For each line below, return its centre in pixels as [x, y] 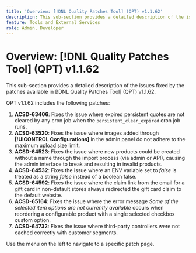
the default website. [38, 195]
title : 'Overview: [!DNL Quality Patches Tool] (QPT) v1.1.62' [85, 11]
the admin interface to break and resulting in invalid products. [88, 164]
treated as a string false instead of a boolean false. [76, 177]
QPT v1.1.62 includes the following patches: [58, 103]
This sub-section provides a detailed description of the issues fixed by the [95, 86]
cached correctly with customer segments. [66, 233]
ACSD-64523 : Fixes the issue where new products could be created [97, 152]
